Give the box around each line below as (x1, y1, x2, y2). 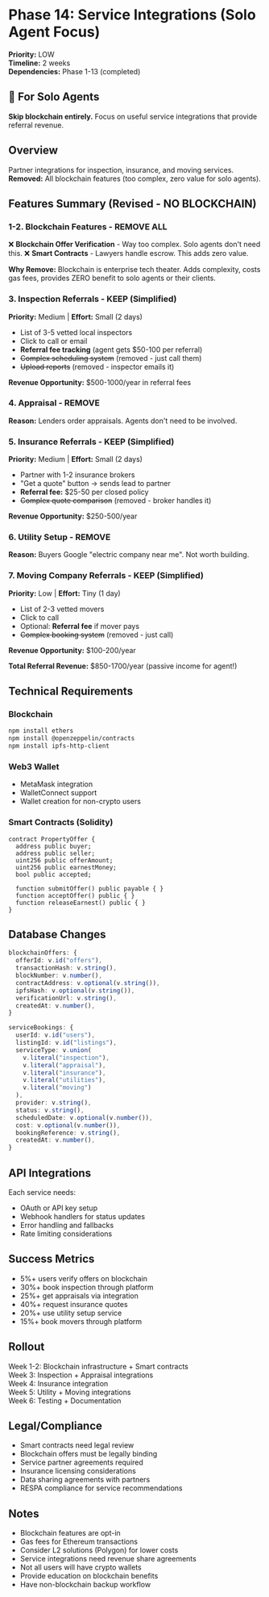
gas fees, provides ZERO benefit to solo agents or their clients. (8, 273, 216, 283)
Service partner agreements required (19, 1457, 143, 1467)
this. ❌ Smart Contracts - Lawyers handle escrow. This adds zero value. (8, 249, 249, 258)
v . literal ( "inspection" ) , (23, 1054, 110, 1062)
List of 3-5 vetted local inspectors (19, 327, 133, 337)
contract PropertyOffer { (8, 835, 95, 843)
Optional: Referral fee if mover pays (19, 621, 139, 631)
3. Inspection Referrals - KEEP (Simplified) (8, 293, 177, 304)
